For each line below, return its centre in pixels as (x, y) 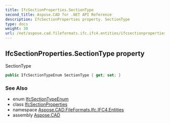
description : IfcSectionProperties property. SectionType (68, 19)
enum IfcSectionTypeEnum (41, 99)
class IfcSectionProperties (40, 104)
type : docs (17, 24)
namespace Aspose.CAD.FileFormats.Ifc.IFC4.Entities (68, 109)
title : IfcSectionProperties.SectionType (50, 10)
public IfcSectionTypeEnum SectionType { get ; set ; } (63, 75)
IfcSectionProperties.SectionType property (75, 54)
